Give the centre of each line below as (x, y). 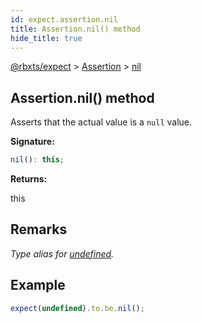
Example (38, 285)
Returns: (29, 179)
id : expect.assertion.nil (64, 19)
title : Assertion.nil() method (75, 29)
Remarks (39, 229)
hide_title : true (46, 38)
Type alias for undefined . (62, 253)
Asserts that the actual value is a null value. (101, 122)
